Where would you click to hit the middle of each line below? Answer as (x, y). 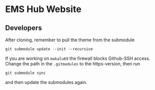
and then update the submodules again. (46, 82)
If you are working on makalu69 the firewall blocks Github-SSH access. (78, 58)
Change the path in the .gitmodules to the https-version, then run (73, 64)
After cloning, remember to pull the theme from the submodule (70, 40)
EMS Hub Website (43, 9)
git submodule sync (26, 73)
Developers (24, 28)
